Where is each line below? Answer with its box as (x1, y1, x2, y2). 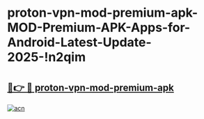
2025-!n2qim (7, 49, 86, 65)
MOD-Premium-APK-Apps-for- (7, 19, 191, 35)
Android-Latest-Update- (7, 35, 152, 50)
